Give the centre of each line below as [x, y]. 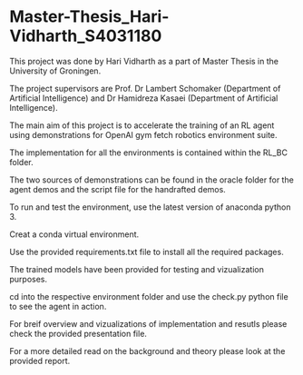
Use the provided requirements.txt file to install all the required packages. [147, 252]
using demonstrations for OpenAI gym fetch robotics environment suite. [144, 134]
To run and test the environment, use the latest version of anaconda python [150, 207]
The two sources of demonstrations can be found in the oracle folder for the [152, 180]
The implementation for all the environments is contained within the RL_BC [149, 153]
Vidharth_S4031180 [86, 36]
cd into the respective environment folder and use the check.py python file [149, 296]
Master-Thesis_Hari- [89, 17]
